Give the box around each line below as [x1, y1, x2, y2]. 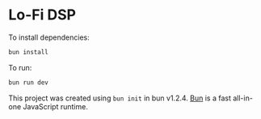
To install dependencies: [8, 32, 91, 42]
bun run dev [8, 79, 48, 87]
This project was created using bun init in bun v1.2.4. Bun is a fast [8, 93, 232, 103]
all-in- [233, 93, 253, 103]
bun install [8, 48, 48, 56]
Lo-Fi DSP [8, 6, 77, 24]
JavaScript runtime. [23, 101, 89, 111]
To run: [8, 62, 32, 72]
